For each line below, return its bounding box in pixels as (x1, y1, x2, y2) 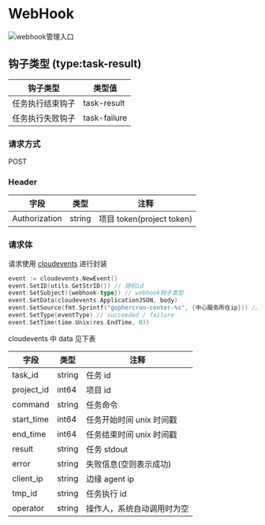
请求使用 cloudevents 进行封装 (8, 258, 108, 268)
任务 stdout (86, 444, 128, 455)
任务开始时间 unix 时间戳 (86, 414, 177, 425)
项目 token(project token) (98, 214, 193, 225)
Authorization (12, 213, 62, 224)
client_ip (12, 473, 43, 484)
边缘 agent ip (86, 473, 135, 484)
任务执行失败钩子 (12, 112, 77, 123)
